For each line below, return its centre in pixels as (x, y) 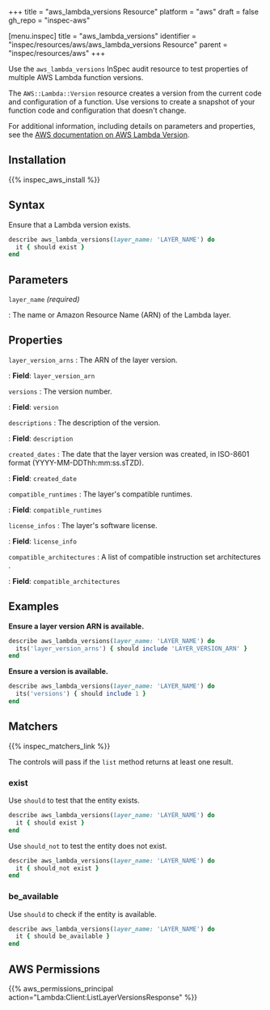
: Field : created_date (42, 478)
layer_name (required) (44, 300)
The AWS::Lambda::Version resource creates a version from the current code (135, 93)
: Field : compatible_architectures (64, 581)
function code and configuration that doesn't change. (97, 110)
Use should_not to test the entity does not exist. (88, 846)
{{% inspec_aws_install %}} (55, 179)
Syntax (27, 205)
